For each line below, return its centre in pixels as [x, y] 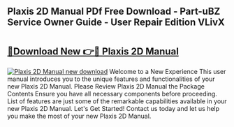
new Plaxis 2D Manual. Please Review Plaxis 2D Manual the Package [106, 86]
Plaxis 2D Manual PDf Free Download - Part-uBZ [114, 12]
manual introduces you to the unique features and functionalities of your [111, 79]
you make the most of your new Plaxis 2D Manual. [79, 116]
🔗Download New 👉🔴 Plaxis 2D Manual [93, 51]
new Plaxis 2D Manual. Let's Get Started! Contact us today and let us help [114, 109]
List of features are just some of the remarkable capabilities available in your [117, 101]
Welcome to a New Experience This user [168, 72]
